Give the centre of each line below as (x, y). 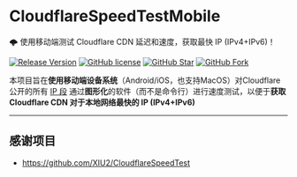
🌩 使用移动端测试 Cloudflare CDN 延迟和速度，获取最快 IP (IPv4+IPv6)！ (142, 41)
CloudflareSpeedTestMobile (115, 16)
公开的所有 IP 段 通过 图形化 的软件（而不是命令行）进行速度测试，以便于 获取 (148, 91)
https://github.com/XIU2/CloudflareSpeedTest (106, 162)
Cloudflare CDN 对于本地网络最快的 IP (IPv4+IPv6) (103, 102)
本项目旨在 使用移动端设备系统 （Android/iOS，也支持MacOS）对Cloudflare (145, 80)
